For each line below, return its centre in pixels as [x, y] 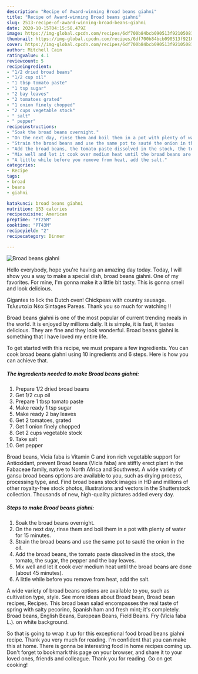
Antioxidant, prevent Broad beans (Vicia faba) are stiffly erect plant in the [95, 463]
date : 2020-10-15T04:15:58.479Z [46, 28]
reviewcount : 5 [25, 61]
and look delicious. [29, 288]
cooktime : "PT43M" [29, 225]
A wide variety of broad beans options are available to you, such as [88, 590]
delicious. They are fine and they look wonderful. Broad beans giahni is [93, 330]
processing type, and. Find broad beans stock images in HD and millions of [98, 482]
